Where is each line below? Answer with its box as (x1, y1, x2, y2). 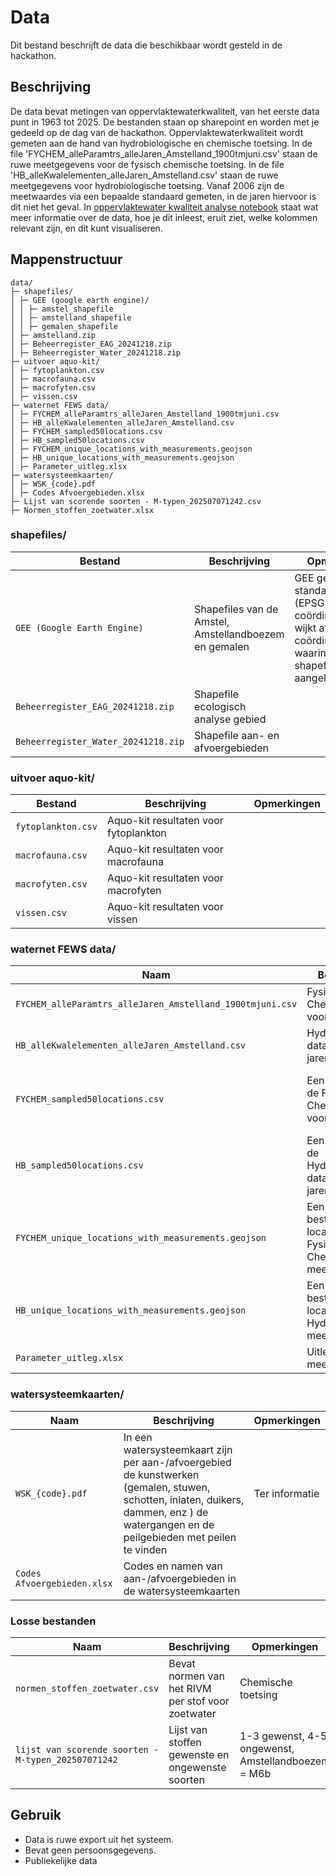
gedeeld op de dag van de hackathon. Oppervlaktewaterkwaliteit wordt (10, 126, 304, 138)
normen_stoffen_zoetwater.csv (15, 1683, 160, 1695)
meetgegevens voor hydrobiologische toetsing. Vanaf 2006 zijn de (10, 179, 285, 191)
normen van (168, 1669, 225, 1683)
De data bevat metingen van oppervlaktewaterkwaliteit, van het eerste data (10, 105, 320, 117)
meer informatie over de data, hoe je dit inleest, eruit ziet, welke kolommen (10, 211, 318, 223)
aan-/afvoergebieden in (123, 1571, 237, 1585)
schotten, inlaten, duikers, (123, 1492, 245, 1506)
